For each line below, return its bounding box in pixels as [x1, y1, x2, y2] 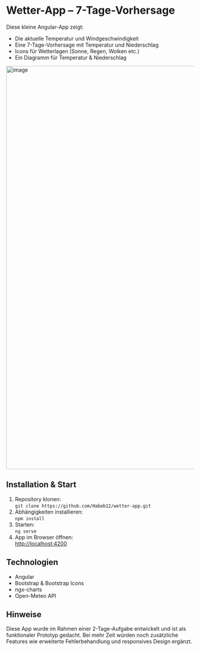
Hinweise [6, 609, 42, 619]
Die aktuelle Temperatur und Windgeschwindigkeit [14, 35, 139, 42]
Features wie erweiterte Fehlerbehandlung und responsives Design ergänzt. [6, 638, 192, 645]
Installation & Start [6, 480, 77, 490]
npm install [14, 515, 45, 521]
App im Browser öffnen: [14, 533, 73, 541]
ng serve [14, 528, 37, 535]
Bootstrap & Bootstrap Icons [14, 579, 85, 586]
